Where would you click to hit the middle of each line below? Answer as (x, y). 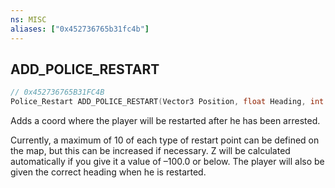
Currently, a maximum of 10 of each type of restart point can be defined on (165, 140)
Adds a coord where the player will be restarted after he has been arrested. (165, 121)
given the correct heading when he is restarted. (108, 172)
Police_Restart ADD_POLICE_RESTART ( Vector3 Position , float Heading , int (167, 102)
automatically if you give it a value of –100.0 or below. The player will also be (167, 162)
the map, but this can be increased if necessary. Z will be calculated (150, 151)
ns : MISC (28, 19)
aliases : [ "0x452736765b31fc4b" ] (80, 29)
